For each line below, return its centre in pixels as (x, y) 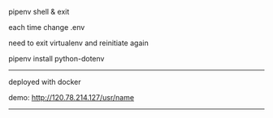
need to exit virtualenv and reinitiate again (78, 43)
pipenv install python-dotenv (56, 59)
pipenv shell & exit (39, 12)
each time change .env (47, 27)
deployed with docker (45, 82)
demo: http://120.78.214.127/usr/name (71, 97)
